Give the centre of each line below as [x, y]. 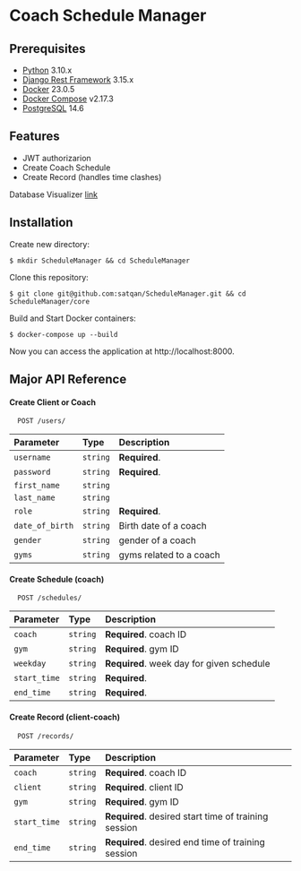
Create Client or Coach [53, 402]
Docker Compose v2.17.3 [68, 99]
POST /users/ [42, 421]
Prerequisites [47, 49]
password [32, 472]
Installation [41, 223]
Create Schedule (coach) [57, 579]
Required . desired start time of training [186, 816]
